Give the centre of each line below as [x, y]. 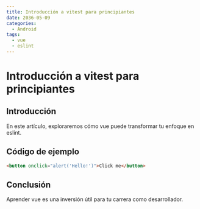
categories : [21, 23]
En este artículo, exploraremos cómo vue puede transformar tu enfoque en [100, 126]
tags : [13, 35]
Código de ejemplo [43, 152]
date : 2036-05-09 [28, 18]
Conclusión [29, 184]
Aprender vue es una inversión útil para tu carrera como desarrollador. [95, 199]
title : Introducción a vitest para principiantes [71, 12]
